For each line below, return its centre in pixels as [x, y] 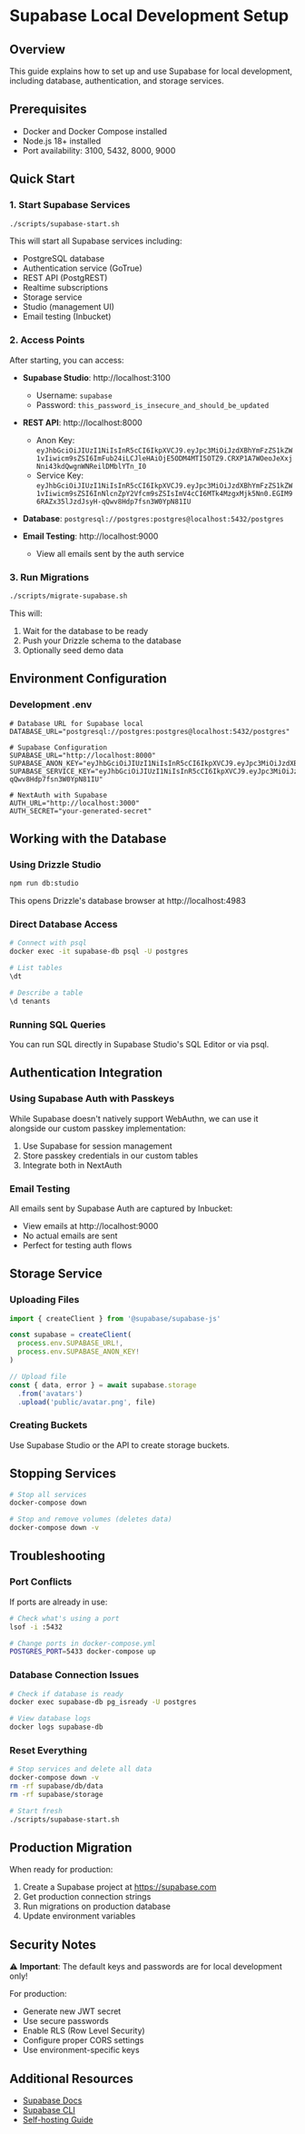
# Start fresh [36, 1811]
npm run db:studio [44, 883]
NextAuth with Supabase [62, 795]
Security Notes [53, 1945]
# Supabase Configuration [58, 747]
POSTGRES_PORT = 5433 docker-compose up [83, 1652]
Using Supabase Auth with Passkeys [92, 1098]
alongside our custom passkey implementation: [98, 1128]
